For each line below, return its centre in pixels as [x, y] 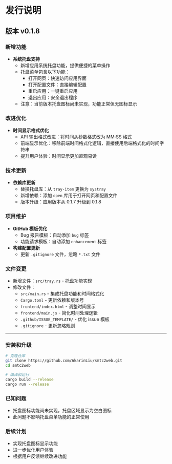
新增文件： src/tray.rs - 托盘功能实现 [52, 281]
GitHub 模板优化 [30, 228]
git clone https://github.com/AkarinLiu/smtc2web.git [64, 361]
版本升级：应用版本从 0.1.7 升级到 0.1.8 [61, 202]
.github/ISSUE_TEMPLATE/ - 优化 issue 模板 [65, 319]
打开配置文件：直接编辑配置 [57, 85]
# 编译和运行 [17, 374]
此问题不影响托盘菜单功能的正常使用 [51, 417]
